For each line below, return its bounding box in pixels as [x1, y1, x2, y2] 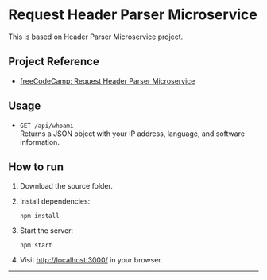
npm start [19, 241, 53, 250]
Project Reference [8, 55, 99, 68]
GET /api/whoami [19, 122, 74, 130]
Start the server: [19, 226, 74, 235]
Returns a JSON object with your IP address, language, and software [19, 129, 245, 138]
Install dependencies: [19, 196, 91, 206]
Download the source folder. [19, 181, 113, 191]
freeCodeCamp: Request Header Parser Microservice [19, 76, 195, 85]
